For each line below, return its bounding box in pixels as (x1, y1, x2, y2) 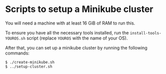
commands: (5, 50, 30, 56)
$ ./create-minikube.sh (5, 59, 55, 64)
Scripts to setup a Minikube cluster (5, 3, 153, 15)
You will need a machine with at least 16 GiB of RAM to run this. (5, 20, 135, 26)
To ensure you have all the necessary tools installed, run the (5, 29, 129, 35)
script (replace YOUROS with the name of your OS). (26, 35, 128, 41)
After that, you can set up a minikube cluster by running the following (5, 44, 147, 50)
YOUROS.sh (5, 36, 26, 41)
